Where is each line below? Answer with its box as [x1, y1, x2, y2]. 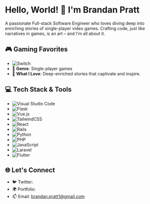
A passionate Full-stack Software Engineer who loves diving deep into [5, 20, 145, 26]
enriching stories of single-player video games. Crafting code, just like [5, 25, 145, 31]
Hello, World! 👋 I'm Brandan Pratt [5, 4, 140, 15]
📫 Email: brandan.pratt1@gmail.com [12, 193, 85, 200]
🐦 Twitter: [12, 179, 33, 185]
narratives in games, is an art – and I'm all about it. [5, 30, 105, 36]
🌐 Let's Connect [5, 166, 55, 174]
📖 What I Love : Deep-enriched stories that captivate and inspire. [12, 71, 141, 76]
